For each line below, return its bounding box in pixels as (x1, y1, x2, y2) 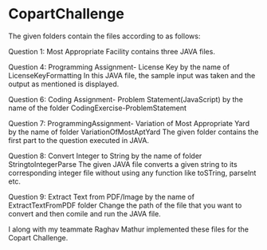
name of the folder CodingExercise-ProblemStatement (8, 103, 187, 113)
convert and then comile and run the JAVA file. (8, 208, 161, 218)
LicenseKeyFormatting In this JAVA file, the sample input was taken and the (8, 70, 256, 80)
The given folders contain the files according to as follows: (8, 31, 201, 41)
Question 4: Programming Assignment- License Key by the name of (8, 62, 230, 72)
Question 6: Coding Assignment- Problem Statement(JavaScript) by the (8, 94, 243, 104)
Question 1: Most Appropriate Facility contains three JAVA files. (8, 46, 215, 56)
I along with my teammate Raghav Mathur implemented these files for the (8, 224, 249, 234)
